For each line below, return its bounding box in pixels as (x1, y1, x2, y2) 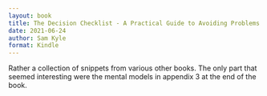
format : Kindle (8, 42, 59, 50)
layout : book (8, 11, 52, 20)
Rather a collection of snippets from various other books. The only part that (8, 63, 257, 73)
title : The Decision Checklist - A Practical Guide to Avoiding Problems (8, 19, 261, 27)
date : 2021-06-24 (8, 26, 67, 34)
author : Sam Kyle (8, 34, 67, 42)
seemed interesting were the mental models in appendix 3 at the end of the (8, 72, 257, 82)
